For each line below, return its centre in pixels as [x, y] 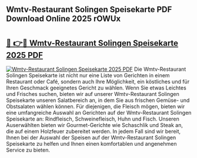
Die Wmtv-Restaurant [160, 69]
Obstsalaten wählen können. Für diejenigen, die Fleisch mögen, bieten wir [96, 107]
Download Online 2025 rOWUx [64, 19]
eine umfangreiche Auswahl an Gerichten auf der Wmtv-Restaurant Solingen [99, 113]
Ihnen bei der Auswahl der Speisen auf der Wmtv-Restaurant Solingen [91, 138]
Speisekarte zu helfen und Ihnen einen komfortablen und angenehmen [91, 144]
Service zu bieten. [28, 150]
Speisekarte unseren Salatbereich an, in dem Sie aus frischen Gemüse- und [98, 100]
